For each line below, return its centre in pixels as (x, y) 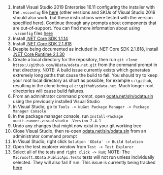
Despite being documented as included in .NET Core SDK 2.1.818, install (85, 49)
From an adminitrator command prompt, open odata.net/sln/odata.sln (83, 96)
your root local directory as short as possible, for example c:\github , (82, 80)
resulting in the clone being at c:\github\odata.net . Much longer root (83, 86)
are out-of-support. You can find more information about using (76, 28)
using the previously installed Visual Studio (56, 101)
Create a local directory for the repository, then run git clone (75, 59)
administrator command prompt (45, 136)
